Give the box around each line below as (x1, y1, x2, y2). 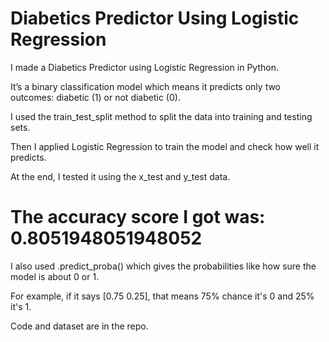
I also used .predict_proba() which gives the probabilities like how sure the (10, 260, 317, 272)
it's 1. (10, 300, 32, 312)
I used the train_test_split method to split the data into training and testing (10, 110, 313, 122)
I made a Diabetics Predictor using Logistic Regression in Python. (10, 61, 279, 73)
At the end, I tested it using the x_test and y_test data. (10, 170, 231, 182)
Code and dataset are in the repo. (10, 320, 149, 332)
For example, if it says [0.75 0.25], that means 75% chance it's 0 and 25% (10, 290, 315, 302)
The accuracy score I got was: (10, 206, 266, 229)
